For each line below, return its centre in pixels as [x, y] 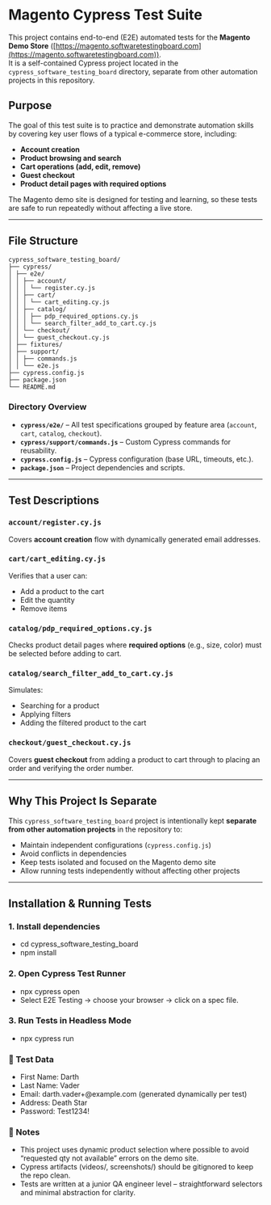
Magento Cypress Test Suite [106, 15]
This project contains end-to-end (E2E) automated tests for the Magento [129, 37]
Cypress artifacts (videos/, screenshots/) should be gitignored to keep [137, 1167]
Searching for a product [60, 706]
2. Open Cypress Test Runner [67, 974]
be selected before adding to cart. [65, 654]
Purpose [30, 105]
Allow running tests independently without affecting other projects [130, 870]
